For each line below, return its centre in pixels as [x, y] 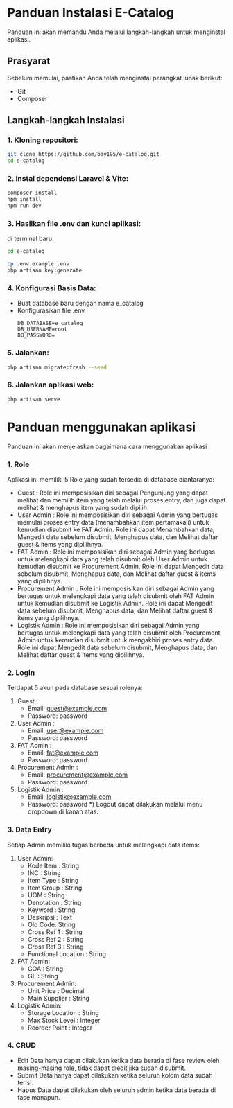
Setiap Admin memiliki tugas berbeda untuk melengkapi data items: [103, 845]
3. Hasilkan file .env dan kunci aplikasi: [74, 224]
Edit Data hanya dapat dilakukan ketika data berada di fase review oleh [118, 1060]
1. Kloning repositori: [43, 140]
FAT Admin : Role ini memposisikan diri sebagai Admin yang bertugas [116, 552]
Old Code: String [51, 924]
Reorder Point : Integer [60, 1028]
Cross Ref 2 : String [55, 939]
